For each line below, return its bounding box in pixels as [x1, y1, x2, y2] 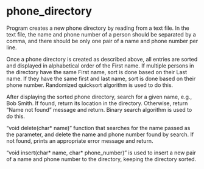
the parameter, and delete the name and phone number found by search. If [6, 131, 194, 138]
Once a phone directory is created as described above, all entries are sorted [6, 55, 198, 63]
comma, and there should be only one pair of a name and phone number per [6, 37, 199, 44]
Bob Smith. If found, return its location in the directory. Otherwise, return [6, 99, 188, 107]
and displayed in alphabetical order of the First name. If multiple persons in [6, 62, 194, 69]
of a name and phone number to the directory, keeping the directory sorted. [6, 155, 197, 162]
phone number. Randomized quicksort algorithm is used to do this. [6, 81, 174, 89]
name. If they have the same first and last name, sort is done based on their [6, 75, 196, 82]
